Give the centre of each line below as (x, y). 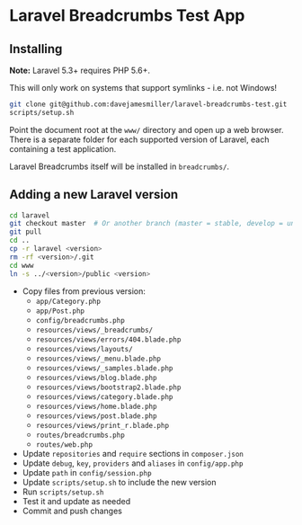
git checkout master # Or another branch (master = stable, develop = (146, 224)
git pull (26, 232)
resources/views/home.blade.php (96, 406)
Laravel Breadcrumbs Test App (127, 16)
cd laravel (30, 215)
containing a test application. (63, 148)
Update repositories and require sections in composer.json (133, 453)
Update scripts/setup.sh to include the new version (120, 482)
